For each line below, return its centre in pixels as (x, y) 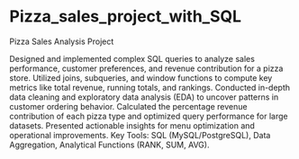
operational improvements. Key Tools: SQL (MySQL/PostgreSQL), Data (140, 135)
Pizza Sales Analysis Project (62, 41)
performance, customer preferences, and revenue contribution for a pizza (146, 68)
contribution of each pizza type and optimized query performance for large (149, 116)
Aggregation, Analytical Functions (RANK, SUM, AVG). (109, 145)
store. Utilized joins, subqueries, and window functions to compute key (141, 77)
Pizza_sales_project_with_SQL (125, 17)
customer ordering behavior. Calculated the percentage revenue (128, 106)
